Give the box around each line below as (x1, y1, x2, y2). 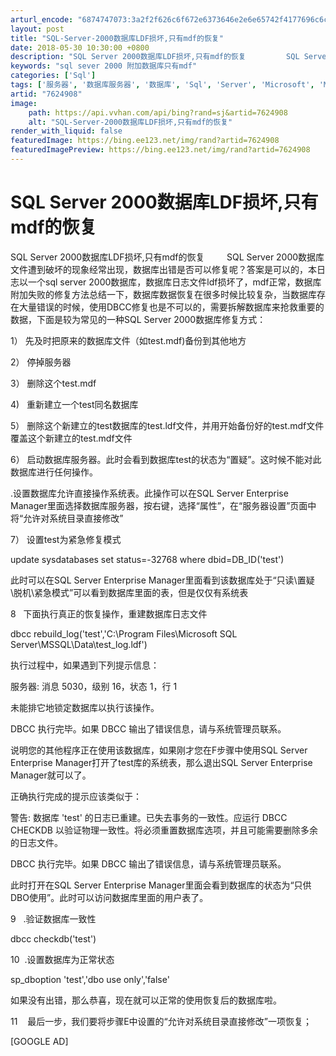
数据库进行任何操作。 (10, 466, 98, 478)
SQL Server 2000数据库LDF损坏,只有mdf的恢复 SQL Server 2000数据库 (10, 251, 325, 263)
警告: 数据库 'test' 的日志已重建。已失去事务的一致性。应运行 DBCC (10, 811, 288, 823)
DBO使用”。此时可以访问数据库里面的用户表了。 (10, 891, 209, 903)
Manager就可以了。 (10, 769, 92, 781)
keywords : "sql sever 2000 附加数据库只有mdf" (10, 61, 198, 71)
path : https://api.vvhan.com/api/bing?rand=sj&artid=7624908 (28, 107, 288, 118)
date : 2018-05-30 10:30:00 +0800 (10, 42, 150, 53)
